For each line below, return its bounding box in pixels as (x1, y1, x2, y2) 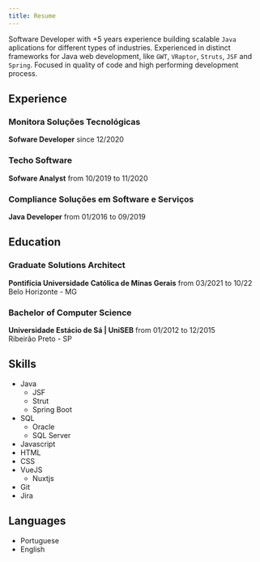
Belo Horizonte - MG (8, 287, 77, 296)
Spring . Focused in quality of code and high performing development (8, 60, 239, 70)
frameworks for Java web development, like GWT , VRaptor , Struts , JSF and (8, 51, 253, 61)
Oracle (32, 422, 55, 432)
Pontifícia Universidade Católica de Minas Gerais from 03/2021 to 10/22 (8, 278, 253, 287)
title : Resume (8, 11, 57, 20)
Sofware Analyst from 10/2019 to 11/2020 (8, 173, 148, 183)
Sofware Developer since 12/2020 (8, 134, 124, 144)
